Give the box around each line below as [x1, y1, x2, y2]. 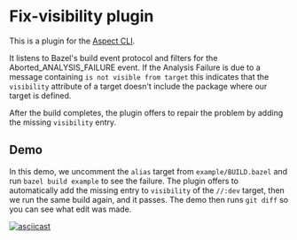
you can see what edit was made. [9, 204, 132, 214]
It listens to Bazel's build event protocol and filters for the [9, 52, 218, 63]
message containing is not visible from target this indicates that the [9, 71, 270, 81]
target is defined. [9, 90, 72, 101]
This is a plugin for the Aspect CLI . [9, 35, 136, 46]
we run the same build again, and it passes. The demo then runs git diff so [9, 194, 289, 205]
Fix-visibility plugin [9, 6, 154, 27]
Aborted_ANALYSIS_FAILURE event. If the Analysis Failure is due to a [9, 62, 261, 73]
